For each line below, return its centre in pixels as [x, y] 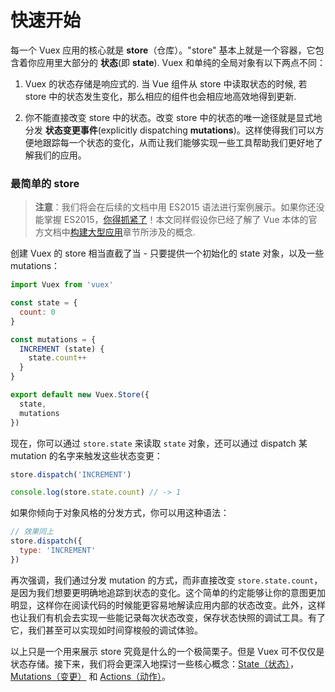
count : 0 [37, 312]
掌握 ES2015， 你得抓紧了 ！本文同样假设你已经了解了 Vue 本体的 [176, 220]
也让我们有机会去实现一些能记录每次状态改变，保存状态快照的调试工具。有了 [168, 617]
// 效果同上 [32, 532]
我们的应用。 [60, 155]
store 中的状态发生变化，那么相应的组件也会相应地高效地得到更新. [160, 96]
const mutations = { [53, 339]
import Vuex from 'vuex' [62, 285]
